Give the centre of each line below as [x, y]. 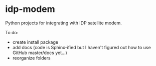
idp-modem [30, 9]
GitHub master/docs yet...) [40, 53]
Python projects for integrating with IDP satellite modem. [63, 23]
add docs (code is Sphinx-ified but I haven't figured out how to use [82, 47]
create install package [35, 42]
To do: [12, 32]
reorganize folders [32, 58]
